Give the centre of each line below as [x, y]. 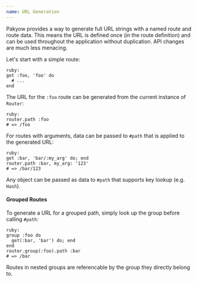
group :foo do [24, 235]
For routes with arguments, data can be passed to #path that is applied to [96, 135]
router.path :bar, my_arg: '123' [47, 163]
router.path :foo [28, 119]
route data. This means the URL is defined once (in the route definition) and [99, 35]
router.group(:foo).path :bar [44, 251]
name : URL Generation [33, 12]
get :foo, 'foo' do [30, 75]
